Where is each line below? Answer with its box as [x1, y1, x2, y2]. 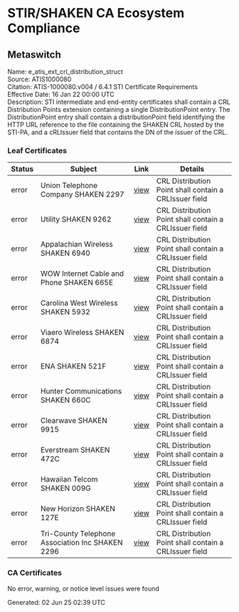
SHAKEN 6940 [40, 248, 90, 258]
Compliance [7, 20, 80, 36]
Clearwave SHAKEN [40, 415, 108, 425]
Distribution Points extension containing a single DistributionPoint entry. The [7, 105, 230, 113]
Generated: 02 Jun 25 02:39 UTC [7, 598, 105, 606]
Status [11, 164, 34, 174]
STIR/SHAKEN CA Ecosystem [7, 5, 185, 21]
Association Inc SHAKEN [40, 538, 123, 548]
